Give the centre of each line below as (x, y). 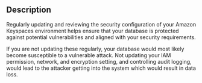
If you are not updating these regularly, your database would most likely (95, 49)
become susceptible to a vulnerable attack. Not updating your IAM (89, 55)
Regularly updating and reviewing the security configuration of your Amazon (101, 24)
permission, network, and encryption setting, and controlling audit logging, (99, 61)
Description (29, 10)
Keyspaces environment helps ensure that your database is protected (93, 31)
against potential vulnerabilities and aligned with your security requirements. (101, 37)
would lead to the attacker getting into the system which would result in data (101, 68)
